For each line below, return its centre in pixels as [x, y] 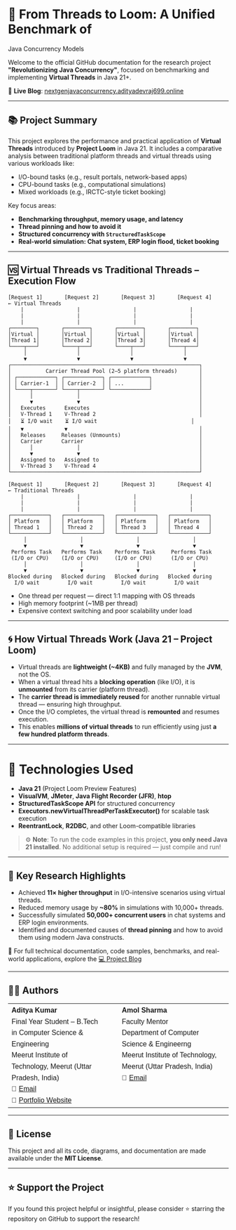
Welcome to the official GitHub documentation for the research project [110, 62]
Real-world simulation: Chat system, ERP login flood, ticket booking [118, 241]
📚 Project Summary [53, 120]
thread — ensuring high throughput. [70, 705]
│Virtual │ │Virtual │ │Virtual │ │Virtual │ [104, 334]
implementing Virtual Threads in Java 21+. [70, 77]
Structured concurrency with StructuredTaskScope [92, 234]
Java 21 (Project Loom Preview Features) [77, 789]
